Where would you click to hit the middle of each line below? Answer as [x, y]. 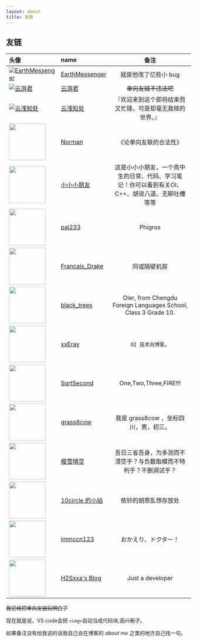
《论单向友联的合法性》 [150, 142]
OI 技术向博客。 [150, 345]
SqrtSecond [77, 383]
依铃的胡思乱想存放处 [150, 501]
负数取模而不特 [165, 461]
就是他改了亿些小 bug [150, 75]
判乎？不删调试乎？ [150, 470]
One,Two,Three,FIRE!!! [150, 383]
